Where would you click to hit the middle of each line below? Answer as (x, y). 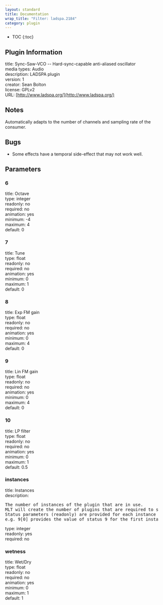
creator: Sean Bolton (25, 85)
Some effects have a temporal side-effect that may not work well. (77, 154)
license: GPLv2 (20, 90)
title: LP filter (18, 431)
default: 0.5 (16, 467)
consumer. (16, 127)
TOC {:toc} (23, 37)
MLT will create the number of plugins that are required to (79, 509)
